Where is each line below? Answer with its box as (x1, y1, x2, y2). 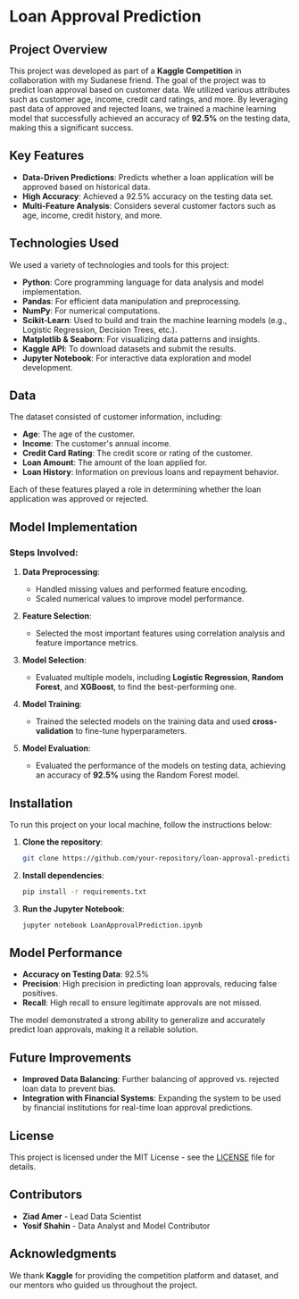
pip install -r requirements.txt (21, 887, 147, 896)
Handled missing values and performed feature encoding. (35, 584, 248, 595)
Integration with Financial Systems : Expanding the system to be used (21, 1093, 281, 1103)
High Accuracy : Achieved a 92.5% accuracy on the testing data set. (21, 190, 274, 202)
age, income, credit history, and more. (21, 210, 162, 221)
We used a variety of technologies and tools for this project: (9, 259, 229, 270)
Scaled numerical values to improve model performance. (35, 594, 245, 604)
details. (9, 1162, 37, 1171)
